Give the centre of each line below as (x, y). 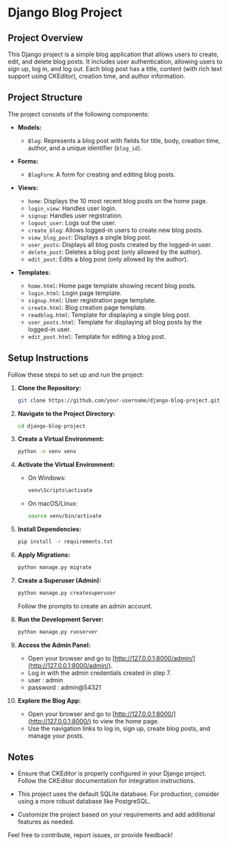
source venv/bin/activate (65, 516)
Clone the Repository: (49, 387)
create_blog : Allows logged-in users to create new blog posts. (116, 230)
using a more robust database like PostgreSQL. (84, 802)
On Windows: (47, 478)
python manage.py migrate (54, 567)
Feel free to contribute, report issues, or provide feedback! (90, 835)
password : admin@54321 (65, 687)
